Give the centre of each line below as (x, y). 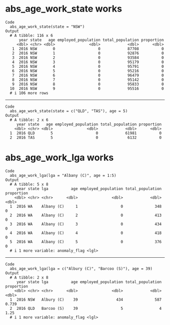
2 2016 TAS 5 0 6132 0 (86, 137)
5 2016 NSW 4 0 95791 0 (88, 66)
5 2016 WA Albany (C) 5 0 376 (86, 242)
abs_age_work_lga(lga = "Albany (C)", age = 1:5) (63, 175)
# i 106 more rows (29, 93)
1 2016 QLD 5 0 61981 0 (86, 133)
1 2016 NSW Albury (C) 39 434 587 (86, 299)
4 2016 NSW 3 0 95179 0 (88, 62)
